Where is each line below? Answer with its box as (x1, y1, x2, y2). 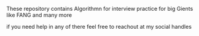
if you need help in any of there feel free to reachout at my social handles (6, 23, 192, 30)
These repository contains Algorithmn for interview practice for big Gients (6, 5, 193, 12)
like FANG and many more (6, 11, 72, 19)
